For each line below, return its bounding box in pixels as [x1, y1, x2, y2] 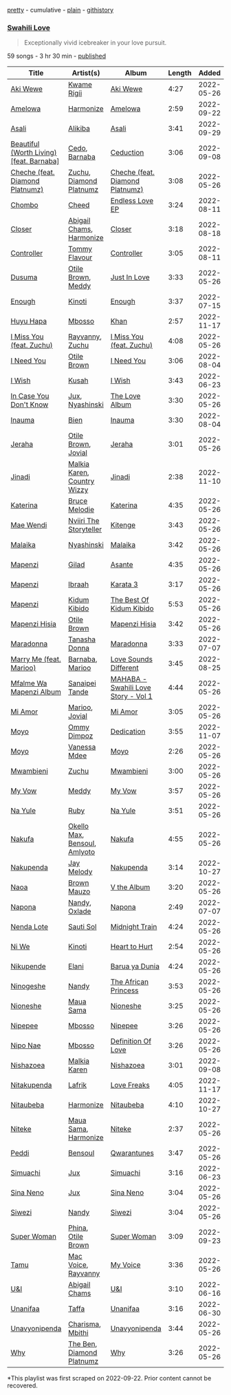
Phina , [68, 1223, 89, 1233]
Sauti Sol [68, 922, 97, 932]
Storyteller [68, 524, 102, 534]
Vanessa [68, 743, 96, 752]
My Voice [110, 1260, 141, 1270]
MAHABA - [110, 674, 148, 684]
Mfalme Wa [10, 679, 47, 688]
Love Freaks [110, 1080, 150, 1090]
